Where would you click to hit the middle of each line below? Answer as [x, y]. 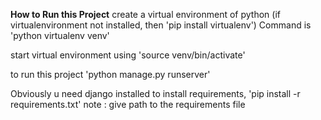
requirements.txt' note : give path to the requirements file [128, 104]
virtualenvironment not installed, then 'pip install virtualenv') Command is [161, 25]
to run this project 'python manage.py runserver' [110, 74]
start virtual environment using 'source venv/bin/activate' [128, 55]
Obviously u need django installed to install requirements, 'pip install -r [155, 93]
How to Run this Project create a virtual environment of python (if [145, 14]
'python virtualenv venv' [60, 35]
